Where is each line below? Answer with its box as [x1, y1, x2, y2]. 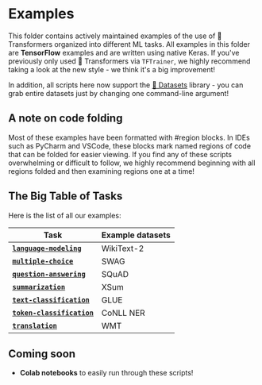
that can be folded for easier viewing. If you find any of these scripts [8, 149, 233, 159]
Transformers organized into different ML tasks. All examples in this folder [8, 39, 251, 48]
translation [12, 321, 58, 330]
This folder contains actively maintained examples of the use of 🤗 [8, 31, 222, 40]
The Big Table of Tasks [8, 190, 123, 203]
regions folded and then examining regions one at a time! [8, 166, 195, 175]
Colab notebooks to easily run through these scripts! [19, 368, 194, 378]
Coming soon [8, 347, 76, 360]
